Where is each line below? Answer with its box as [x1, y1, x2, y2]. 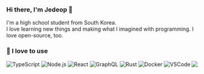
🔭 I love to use [6, 47, 49, 55]
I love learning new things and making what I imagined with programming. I [6, 25, 194, 32]
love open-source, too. [6, 32, 64, 39]
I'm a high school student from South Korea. [6, 19, 117, 26]
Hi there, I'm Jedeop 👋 [6, 5, 73, 14]
